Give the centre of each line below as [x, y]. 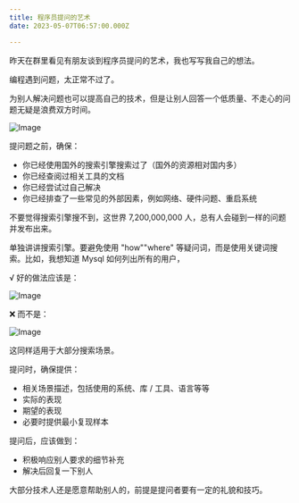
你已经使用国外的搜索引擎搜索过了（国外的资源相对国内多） [132, 164]
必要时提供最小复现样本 [65, 422]
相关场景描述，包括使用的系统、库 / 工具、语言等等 [116, 388]
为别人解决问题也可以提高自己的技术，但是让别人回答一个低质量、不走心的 [146, 98]
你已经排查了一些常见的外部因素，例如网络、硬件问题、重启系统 [139, 198]
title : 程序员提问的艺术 [50, 17]
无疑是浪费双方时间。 [56, 109]
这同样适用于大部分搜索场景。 [64, 350]
